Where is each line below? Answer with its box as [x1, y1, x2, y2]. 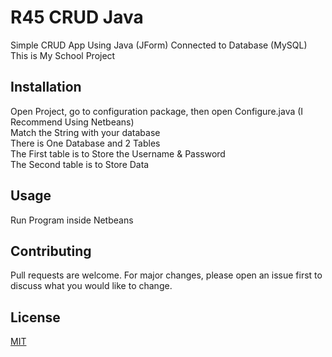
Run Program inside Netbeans [10, 214, 134, 226]
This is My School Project [10, 49, 116, 61]
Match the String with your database [10, 126, 161, 138]
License [10, 309, 61, 326]
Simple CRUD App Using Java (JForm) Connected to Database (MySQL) [10, 39, 308, 51]
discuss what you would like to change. [10, 280, 173, 292]
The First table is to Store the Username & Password [10, 147, 226, 160]
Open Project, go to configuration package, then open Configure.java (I [10, 105, 304, 117]
